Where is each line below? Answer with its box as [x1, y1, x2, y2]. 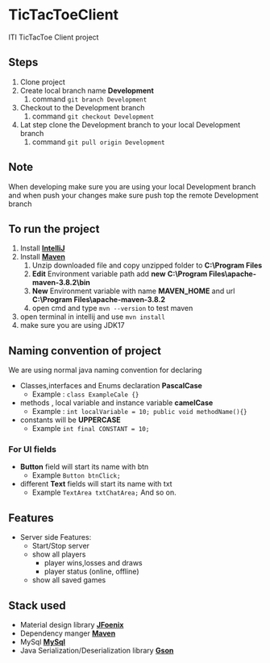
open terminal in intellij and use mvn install [19, 312, 165, 321]
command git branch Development [31, 94, 147, 104]
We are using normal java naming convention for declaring [8, 365, 202, 375]
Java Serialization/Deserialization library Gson [19, 646, 174, 656]
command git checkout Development [31, 111, 155, 121]
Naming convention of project [8, 344, 162, 358]
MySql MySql [19, 637, 66, 647]
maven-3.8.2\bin [31, 278, 91, 288]
